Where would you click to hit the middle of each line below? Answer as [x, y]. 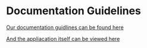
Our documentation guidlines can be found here [65, 27]
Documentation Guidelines [74, 11]
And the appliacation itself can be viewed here [63, 39]
